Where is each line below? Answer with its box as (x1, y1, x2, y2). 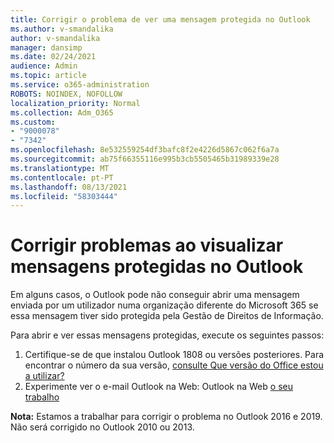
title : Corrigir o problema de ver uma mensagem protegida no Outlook (10, 14, 311, 25)
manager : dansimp (10, 42, 83, 53)
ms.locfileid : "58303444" (10, 191, 118, 201)
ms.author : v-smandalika (10, 24, 114, 34)
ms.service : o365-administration (10, 80, 150, 90)
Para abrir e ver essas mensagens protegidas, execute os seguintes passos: (10, 329, 325, 341)
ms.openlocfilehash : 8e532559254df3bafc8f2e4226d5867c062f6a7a (10, 145, 280, 155)
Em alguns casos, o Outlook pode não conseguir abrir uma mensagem (10, 289, 300, 301)
